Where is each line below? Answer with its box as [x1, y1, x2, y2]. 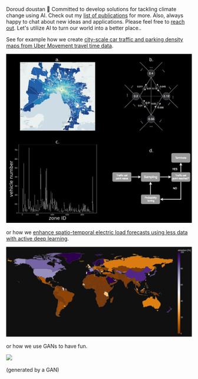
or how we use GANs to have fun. [6, 343, 88, 350]
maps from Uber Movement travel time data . [6, 42, 114, 49]
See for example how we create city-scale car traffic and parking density [6, 36, 184, 43]
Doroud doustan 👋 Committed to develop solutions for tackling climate [6, 6, 177, 12]
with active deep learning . [6, 235, 70, 242]
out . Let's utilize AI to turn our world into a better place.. [6, 24, 142, 31]
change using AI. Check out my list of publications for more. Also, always [6, 12, 184, 19]
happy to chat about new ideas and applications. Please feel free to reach [6, 18, 185, 25]
